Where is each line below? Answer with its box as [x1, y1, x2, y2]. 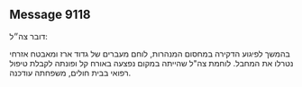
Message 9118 [9, 7, 91, 22]
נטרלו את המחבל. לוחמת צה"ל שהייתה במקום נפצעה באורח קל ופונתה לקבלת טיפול [9, 57, 294, 68]
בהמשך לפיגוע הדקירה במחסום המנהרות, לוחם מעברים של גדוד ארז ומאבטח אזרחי [9, 48, 290, 59]
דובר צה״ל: [9, 30, 48, 41]
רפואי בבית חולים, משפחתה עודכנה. [9, 67, 132, 78]
